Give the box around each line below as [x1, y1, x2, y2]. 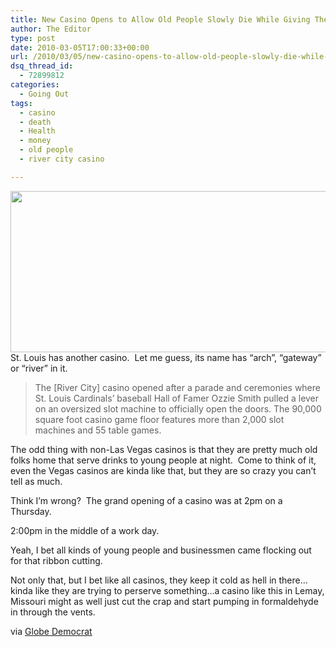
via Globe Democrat [10, 625, 93, 637]
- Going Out [19, 89, 70, 99]
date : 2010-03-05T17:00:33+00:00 [10, 42, 150, 53]
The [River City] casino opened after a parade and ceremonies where [34, 381, 321, 393]
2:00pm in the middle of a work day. [10, 524, 160, 536]
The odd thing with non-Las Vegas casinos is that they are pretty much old [10, 443, 318, 455]
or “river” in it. [10, 362, 68, 374]
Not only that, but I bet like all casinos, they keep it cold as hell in [10, 574, 277, 586]
